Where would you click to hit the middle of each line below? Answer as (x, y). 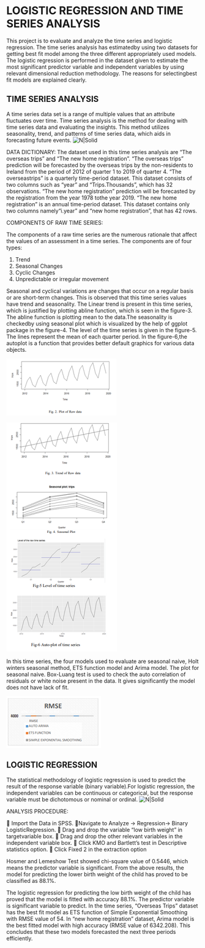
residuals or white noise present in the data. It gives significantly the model (101, 681)
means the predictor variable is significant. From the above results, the (95, 868)
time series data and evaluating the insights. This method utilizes (88, 127)
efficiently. (20, 938)
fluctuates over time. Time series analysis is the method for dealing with (97, 120)
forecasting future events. (39, 140)
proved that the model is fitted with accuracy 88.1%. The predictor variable (100, 899)
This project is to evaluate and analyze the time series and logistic (89, 41)
